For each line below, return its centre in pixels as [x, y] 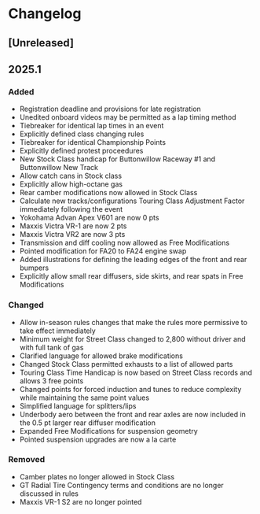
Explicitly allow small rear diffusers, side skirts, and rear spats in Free [131, 276]
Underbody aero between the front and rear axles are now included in [132, 414]
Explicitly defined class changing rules [82, 134]
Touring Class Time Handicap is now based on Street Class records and [136, 372]
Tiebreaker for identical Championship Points [93, 142]
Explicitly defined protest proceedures [81, 151]
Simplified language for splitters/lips [78, 405]
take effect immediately [57, 331]
